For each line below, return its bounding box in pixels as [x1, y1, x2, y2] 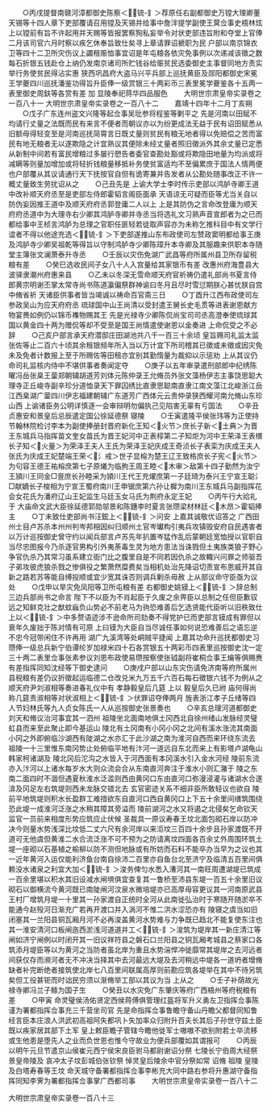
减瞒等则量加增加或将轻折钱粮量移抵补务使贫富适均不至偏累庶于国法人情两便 [8, 159, 263, 168]
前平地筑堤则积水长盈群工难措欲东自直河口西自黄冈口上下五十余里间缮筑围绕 [8, 794, 263, 803]
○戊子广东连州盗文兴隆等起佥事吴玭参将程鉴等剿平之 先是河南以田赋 [22, 109, 250, 118]
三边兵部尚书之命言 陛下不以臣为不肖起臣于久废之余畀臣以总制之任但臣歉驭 [8, 592, 258, 601]
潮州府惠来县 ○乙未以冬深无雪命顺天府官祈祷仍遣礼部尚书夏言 [29, 270, 250, 279]
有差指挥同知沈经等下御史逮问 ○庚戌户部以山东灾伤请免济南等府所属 [8, 663, 250, 672]
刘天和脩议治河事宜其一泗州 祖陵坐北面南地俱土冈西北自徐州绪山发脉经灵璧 [8, 713, 258, 722]
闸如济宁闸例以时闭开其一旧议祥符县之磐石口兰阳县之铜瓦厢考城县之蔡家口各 [8, 935, 263, 944]
